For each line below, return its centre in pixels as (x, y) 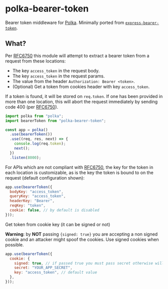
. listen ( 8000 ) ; (25, 157)
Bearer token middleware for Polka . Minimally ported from (65, 22)
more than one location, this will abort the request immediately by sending (81, 101)
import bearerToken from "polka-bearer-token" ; (56, 120)
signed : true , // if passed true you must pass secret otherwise (84, 263)
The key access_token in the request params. (58, 76)
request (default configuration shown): (45, 177)
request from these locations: (35, 61)
